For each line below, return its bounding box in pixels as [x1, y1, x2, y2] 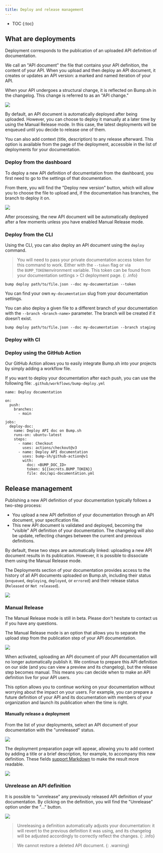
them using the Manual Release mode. [5, 558, 82, 564]
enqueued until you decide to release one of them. [5, 127, 106, 132]
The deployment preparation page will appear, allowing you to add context [5, 745, 154, 751]
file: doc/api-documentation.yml [26, 471, 95, 476]
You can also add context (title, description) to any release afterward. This [5, 136, 154, 142]
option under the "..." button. [5, 804, 62, 809]
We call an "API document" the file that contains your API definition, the [5, 62, 148, 68]
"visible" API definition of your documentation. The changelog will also [12, 527, 154, 533]
